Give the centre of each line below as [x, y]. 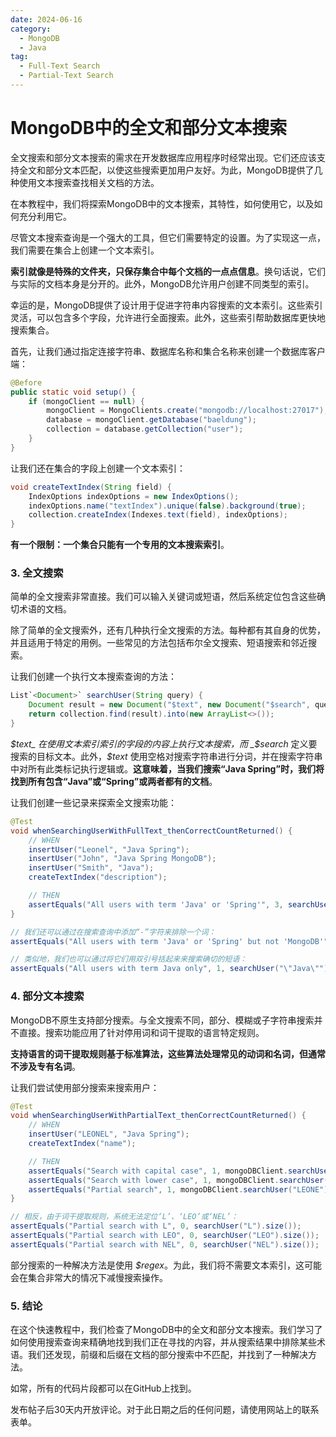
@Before [26, 382]
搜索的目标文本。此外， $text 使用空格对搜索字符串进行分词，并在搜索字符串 [166, 756]
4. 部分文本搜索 [47, 996]
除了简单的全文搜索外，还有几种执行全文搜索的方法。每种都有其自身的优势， [168, 630]
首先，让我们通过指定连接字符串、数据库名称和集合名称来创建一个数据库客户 [168, 351]
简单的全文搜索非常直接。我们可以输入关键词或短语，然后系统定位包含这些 [163, 597]
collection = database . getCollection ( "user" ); [145, 429]
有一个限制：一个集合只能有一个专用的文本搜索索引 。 [120, 545]
